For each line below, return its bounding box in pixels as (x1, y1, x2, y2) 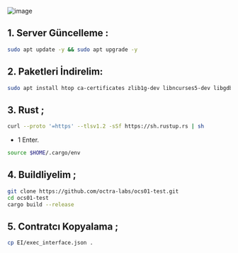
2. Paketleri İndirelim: (7, 66, 103, 78)
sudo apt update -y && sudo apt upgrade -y (7, 46, 138, 53)
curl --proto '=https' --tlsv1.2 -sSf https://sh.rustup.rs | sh (7, 123, 204, 130)
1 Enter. (17, 135, 40, 145)
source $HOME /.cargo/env (7, 150, 81, 157)
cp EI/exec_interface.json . (7, 240, 93, 247)
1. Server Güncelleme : (7, 27, 109, 39)
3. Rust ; (7, 103, 45, 116)
